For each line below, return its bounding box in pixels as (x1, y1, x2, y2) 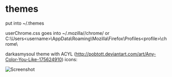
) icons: (61, 56, 78, 62)
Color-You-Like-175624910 (5, 56, 62, 62)
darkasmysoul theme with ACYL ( (5, 51, 76, 57)
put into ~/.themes (5, 20, 45, 26)
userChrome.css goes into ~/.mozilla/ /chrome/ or (5, 30, 109, 36)
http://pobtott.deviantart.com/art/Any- (75, 51, 157, 57)
